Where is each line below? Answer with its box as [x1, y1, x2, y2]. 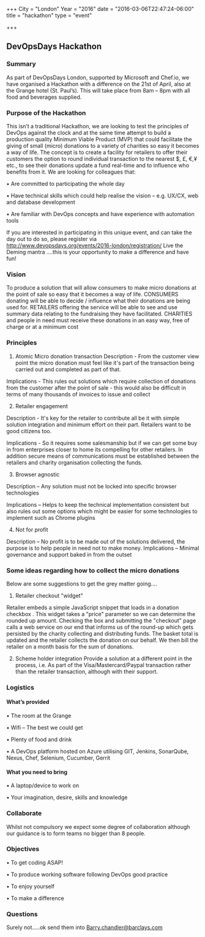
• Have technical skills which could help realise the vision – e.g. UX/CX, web [6, 191, 199, 199]
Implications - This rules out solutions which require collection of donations [6, 377, 196, 385]
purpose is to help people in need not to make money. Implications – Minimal [6, 544, 199, 552]
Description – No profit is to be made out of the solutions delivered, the [6, 538, 185, 545]
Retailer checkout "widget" [15, 592, 84, 599]
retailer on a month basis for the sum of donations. [6, 642, 134, 650]
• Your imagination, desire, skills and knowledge [6, 794, 128, 801]
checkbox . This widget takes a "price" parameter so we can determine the [6, 610, 196, 617]
